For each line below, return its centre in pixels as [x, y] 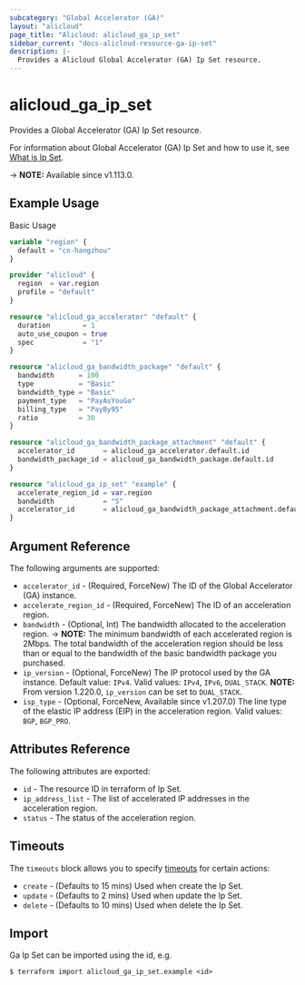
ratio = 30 [56, 418]
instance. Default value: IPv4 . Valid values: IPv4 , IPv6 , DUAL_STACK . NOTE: [158, 682]
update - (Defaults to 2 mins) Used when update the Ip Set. [132, 895]
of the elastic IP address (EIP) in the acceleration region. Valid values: [152, 711]
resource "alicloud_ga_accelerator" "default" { [103, 317]
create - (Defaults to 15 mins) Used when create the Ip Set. [133, 885]
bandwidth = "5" [71, 501]
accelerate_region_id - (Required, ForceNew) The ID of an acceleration [157, 605]
